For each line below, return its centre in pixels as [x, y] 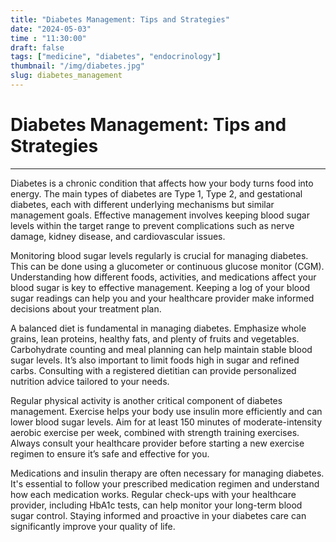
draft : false [37, 47]
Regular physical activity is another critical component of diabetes [146, 400]
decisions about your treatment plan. [86, 308]
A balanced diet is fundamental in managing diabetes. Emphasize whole [158, 328]
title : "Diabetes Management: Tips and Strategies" [120, 19]
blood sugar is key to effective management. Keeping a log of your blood [160, 287]
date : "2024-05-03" [51, 29]
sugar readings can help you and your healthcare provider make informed [162, 298]
